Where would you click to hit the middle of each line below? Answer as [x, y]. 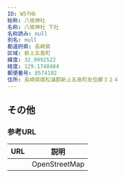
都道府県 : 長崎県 [29, 47]
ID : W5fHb [22, 14]
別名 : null [22, 40]
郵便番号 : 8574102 [32, 73]
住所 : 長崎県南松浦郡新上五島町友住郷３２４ [63, 79]
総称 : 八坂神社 [26, 20]
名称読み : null [28, 34]
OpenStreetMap [58, 165]
